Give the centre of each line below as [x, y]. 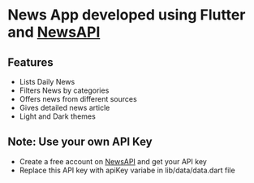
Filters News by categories [64, 90]
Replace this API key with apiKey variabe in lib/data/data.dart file [127, 170]
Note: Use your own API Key [80, 142]
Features [30, 62]
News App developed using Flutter [127, 15]
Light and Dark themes [58, 116]
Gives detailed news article [65, 108]
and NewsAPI [54, 32]
